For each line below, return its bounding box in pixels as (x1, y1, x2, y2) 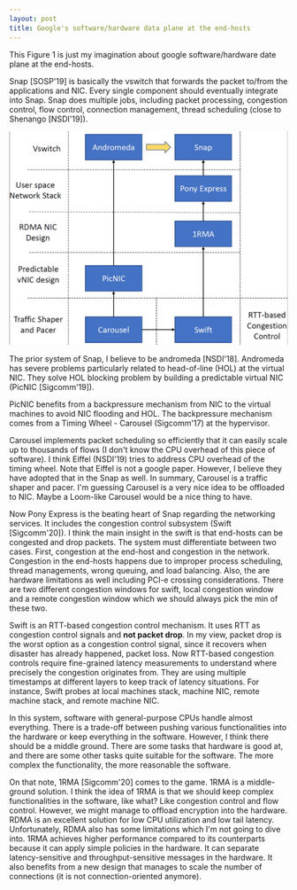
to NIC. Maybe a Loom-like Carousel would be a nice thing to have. (9, 492, 253, 503)
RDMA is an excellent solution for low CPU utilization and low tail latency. (9, 815, 275, 825)
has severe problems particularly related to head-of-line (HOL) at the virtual (9, 363, 285, 374)
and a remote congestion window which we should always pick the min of (9, 594, 278, 605)
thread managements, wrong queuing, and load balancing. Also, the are (9, 566, 270, 576)
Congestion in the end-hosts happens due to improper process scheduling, (9, 556, 284, 566)
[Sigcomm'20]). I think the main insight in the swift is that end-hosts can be (9, 527, 284, 538)
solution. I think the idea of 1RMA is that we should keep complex (37, 786, 274, 797)
